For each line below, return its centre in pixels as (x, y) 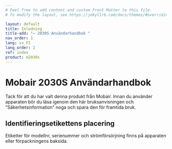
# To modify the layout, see (36, 15)
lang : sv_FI (18, 43)
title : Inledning (24, 29)
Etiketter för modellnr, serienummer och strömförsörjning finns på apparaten (86, 136)
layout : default (23, 24)
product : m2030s (23, 57)
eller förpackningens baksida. (37, 141)
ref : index (17, 52)
